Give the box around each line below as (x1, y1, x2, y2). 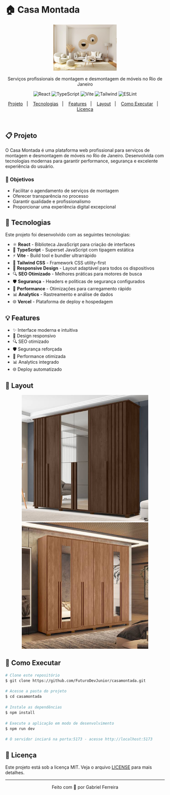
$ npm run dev (5, 726, 35, 731)
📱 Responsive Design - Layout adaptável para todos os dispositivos (12, 265, 155, 271)
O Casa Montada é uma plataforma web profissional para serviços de (5, 147, 150, 153)
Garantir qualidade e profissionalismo (12, 198, 91, 204)
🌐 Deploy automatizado (12, 366, 62, 372)
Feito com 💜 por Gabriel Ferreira (51, 784, 119, 790)
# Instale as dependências (5, 705, 62, 710)
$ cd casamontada (5, 694, 42, 699)
